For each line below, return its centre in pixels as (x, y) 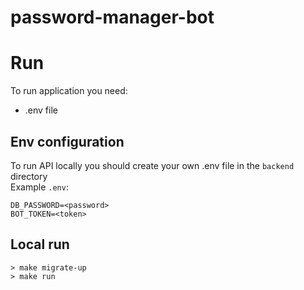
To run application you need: (69, 91)
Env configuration (67, 141)
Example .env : (39, 187)
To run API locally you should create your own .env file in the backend (152, 165)
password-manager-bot (112, 17)
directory (29, 176)
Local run (40, 244)
